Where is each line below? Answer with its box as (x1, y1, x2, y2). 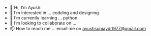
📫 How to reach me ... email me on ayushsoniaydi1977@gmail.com (9, 26, 146, 31)
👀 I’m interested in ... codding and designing (9, 10, 99, 16)
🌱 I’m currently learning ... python (9, 15, 78, 20)
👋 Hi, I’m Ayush (9, 5, 41, 10)
